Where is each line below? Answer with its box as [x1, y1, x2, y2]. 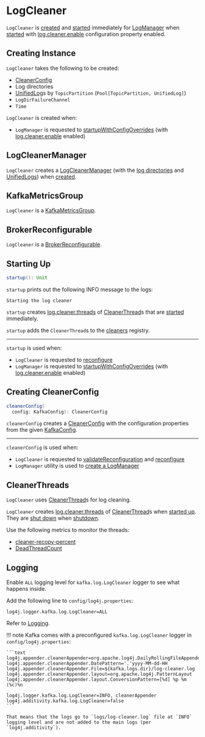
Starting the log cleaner [6, 297, 72, 303]
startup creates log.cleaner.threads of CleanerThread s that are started [6, 308, 184, 316]
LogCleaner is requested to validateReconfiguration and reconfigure [15, 456, 185, 463]
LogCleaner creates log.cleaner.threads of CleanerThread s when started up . [6, 508, 196, 516]
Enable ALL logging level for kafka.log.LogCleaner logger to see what [6, 579, 180, 586]
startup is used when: [6, 344, 62, 352]
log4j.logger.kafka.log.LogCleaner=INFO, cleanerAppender [6, 692, 157, 699]
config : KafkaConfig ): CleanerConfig [12, 409, 108, 415]
